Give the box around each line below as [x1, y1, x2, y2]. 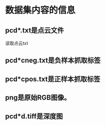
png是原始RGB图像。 [5, 93, 71, 102]
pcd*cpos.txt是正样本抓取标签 [5, 74, 100, 83]
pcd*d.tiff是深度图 [5, 112, 63, 120]
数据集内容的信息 [5, 4, 76, 16]
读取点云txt [5, 40, 28, 46]
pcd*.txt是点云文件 [5, 26, 64, 34]
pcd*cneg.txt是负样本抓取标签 [5, 56, 101, 65]
